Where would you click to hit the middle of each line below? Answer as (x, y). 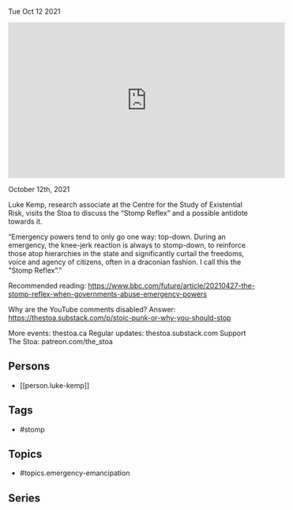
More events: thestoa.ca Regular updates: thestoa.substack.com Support (127, 333)
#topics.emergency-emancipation (75, 473)
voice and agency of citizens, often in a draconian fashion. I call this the (125, 262)
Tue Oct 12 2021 (34, 11)
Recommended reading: (47, 285)
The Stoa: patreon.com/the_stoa (60, 342)
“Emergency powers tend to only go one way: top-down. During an (117, 237)
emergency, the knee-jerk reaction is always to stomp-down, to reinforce (127, 245)
